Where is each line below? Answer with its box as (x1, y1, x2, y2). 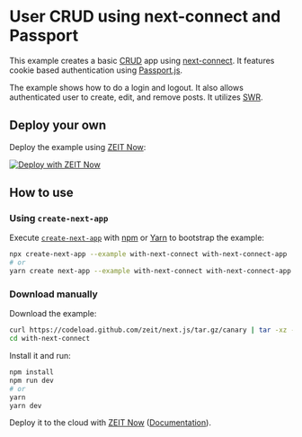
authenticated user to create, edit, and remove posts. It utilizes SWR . (9, 92, 263, 103)
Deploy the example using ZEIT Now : (9, 141, 147, 152)
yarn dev (9, 401, 42, 410)
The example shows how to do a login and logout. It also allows (9, 82, 244, 93)
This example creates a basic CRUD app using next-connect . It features (9, 55, 275, 66)
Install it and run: (9, 351, 72, 361)
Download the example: (9, 308, 97, 319)
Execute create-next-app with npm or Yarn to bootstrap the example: (9, 232, 265, 244)
